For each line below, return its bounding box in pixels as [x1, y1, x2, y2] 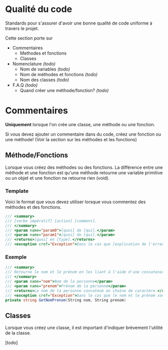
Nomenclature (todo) [12, 61, 56, 67]
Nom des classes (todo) [19, 77, 69, 83]
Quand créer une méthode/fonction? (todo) [19, 87, 109, 93]
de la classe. [5, 330, 31, 336]
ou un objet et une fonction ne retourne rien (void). [5, 175, 110, 181]
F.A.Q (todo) [12, 82, 38, 88]
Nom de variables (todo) [19, 66, 70, 72]
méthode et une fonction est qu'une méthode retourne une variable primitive [5, 169, 163, 176]
